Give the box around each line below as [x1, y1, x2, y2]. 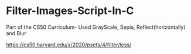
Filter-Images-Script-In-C [6, 4, 134, 18]
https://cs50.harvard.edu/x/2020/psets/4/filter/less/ [6, 41, 132, 48]
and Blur [6, 29, 26, 36]
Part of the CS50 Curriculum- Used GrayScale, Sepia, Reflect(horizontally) [6, 23, 186, 31]
